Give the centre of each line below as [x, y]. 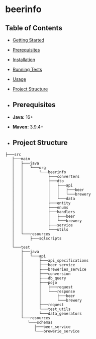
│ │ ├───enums [40, 207]
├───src [13, 154]
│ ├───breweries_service [54, 269]
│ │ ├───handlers [43, 212]
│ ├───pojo [39, 282]
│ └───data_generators [51, 313]
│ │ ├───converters [46, 176]
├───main [21, 159]
